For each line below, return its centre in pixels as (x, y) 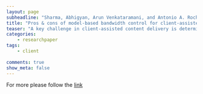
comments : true (25, 62)
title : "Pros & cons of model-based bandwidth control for (82, 23)
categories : (21, 34)
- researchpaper (38, 40)
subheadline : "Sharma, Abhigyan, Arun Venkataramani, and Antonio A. (96, 17)
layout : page (23, 12)
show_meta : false (28, 68)
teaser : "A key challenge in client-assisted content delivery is (92, 29)
